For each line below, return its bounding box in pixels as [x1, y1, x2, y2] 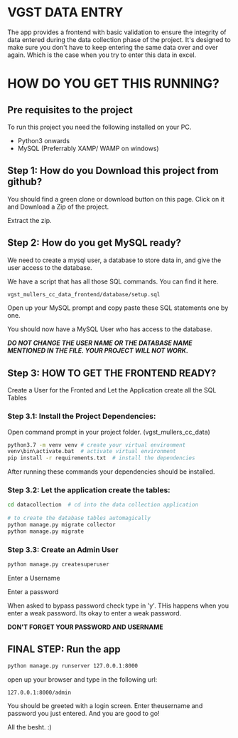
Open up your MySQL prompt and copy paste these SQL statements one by [7, 303, 229, 312]
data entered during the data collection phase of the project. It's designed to [7, 35, 231, 43]
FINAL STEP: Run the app [7, 643, 121, 655]
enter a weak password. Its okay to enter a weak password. [7, 609, 182, 618]
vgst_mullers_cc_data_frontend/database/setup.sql [7, 291, 161, 298]
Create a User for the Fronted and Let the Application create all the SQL [7, 386, 217, 395]
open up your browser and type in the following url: [7, 675, 158, 684]
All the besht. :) [7, 722, 52, 731]
